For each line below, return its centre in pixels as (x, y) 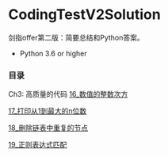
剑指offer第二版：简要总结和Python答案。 (76, 37)
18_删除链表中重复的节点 (48, 128)
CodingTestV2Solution (84, 15)
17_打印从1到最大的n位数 (48, 111)
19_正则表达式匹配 (38, 145)
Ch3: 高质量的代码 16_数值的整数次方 (68, 94)
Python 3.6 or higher (53, 53)
